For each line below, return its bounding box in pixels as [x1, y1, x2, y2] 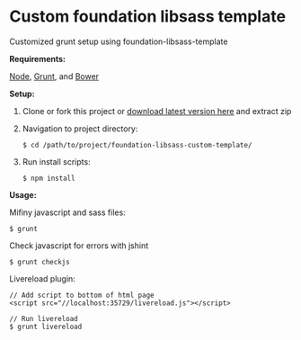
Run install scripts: [22, 156, 92, 167]
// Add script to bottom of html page [9, 291, 155, 300]
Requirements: [9, 53, 66, 64]
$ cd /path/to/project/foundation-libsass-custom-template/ [22, 140, 252, 149]
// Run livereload [9, 314, 78, 323]
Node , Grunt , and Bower [9, 70, 100, 82]
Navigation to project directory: [22, 123, 138, 134]
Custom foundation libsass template [9, 6, 286, 27]
